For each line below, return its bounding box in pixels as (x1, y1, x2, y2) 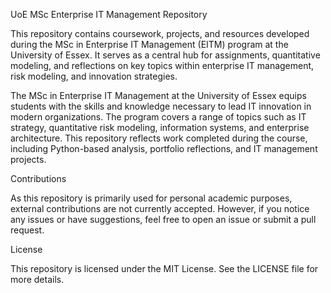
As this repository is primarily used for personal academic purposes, (10, 192, 293, 204)
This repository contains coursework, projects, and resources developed (10, 28, 310, 39)
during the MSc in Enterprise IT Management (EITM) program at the (10, 39, 289, 50)
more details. (10, 274, 65, 285)
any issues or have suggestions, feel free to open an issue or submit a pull (10, 214, 317, 225)
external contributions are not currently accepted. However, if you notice (10, 203, 310, 214)
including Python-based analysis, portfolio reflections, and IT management (10, 143, 318, 154)
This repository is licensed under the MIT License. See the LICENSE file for (10, 263, 319, 274)
